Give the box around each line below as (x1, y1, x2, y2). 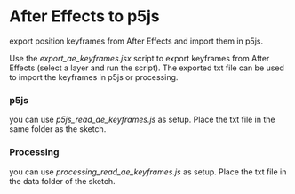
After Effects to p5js (9, 6, 160, 27)
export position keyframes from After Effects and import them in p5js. (9, 36, 264, 46)
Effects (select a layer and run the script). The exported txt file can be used (9, 62, 284, 73)
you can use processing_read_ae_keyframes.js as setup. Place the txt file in (9, 166, 287, 177)
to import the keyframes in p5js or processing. (9, 71, 179, 82)
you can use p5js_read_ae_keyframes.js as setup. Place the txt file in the (9, 114, 275, 125)
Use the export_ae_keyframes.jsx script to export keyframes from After (9, 53, 270, 63)
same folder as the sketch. (9, 124, 107, 134)
